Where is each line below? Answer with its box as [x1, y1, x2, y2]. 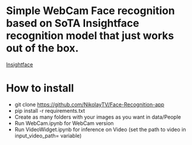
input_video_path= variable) [14, 132, 82, 139]
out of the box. [6, 42, 79, 55]
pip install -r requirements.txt [14, 107, 85, 114]
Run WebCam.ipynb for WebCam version [14, 119, 114, 127]
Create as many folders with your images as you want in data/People [14, 113, 181, 120]
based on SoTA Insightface [6, 16, 140, 30]
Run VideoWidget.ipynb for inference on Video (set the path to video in [14, 126, 186, 133]
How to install [6, 82, 75, 95]
